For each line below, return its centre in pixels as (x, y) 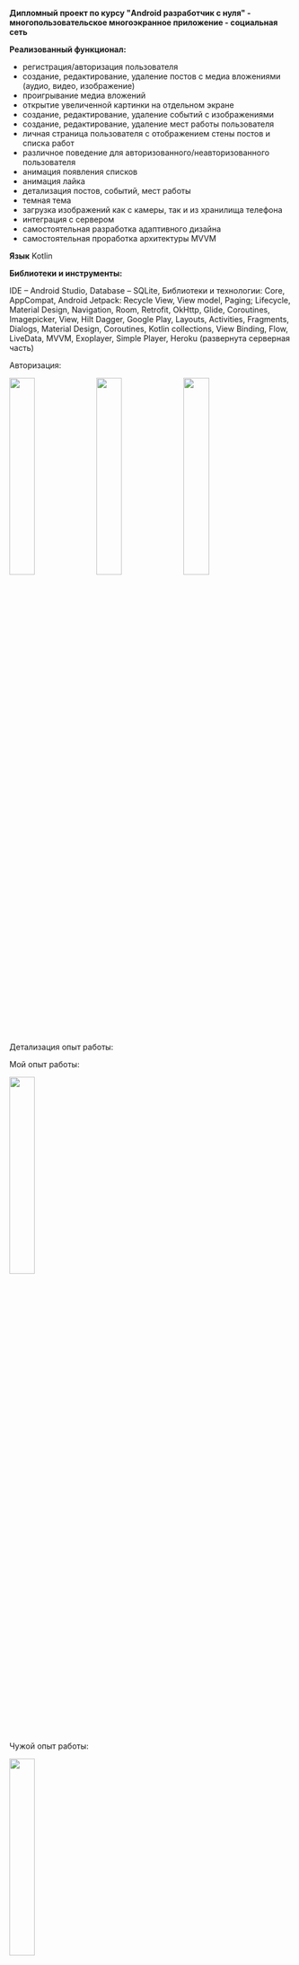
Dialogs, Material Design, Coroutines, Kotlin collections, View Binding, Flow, (149, 329)
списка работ (48, 143)
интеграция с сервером (68, 219)
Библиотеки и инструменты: (66, 273)
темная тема (47, 200)
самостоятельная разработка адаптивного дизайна (122, 229)
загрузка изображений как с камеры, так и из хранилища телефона (152, 210)
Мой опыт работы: (44, 1064)
